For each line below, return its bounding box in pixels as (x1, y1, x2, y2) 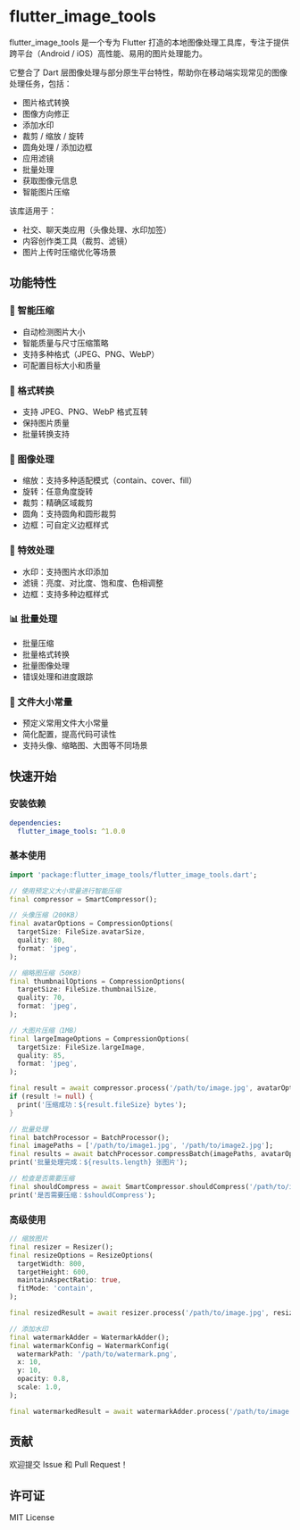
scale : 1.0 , (17, 1383, 62, 1392)
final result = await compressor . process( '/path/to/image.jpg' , (9, 1084, 254, 1093)
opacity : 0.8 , (17, 1375, 70, 1384)
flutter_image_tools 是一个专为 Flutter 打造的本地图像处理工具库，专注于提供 (9, 37, 290, 47)
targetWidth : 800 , (17, 1259, 87, 1268)
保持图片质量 (21, 417, 70, 428)
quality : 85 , (17, 1051, 66, 1060)
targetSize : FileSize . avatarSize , (17, 927, 146, 936)
